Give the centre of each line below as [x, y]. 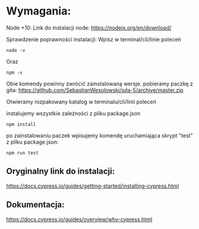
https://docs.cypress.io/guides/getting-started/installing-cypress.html [93, 186]
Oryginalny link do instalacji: [61, 172]
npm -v [14, 72]
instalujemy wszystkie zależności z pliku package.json [73, 113]
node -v [16, 50]
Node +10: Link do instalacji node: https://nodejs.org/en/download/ [89, 28]
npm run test [22, 153]
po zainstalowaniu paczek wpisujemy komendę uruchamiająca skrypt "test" [99, 135]
